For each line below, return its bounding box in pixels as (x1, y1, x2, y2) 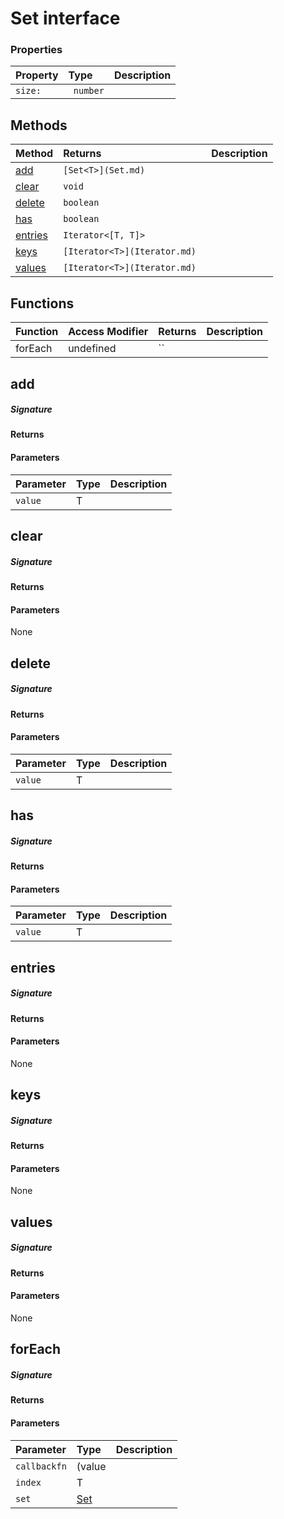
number (73, 85, 105, 97)
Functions (10, 295, 75, 312)
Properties (10, 43, 63, 57)
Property (15, 68, 59, 82)
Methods (10, 117, 68, 134)
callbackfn (15, 1460, 67, 1472)
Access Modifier (68, 325, 149, 339)
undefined (68, 342, 117, 356)
